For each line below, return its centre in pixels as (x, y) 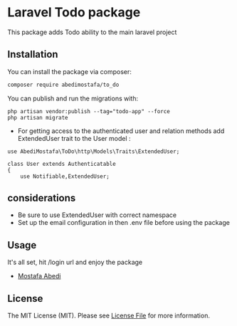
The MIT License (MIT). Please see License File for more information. (109, 316)
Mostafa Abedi (39, 276)
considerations (42, 198)
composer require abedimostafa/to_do (63, 85)
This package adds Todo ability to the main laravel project (92, 32)
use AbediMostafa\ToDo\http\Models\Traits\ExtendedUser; (94, 151)
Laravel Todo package (74, 12)
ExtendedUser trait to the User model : (74, 138)
